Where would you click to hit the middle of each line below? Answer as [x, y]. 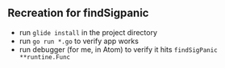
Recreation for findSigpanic [78, 13]
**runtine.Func [45, 57]
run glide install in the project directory [88, 32]
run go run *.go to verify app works [79, 41]
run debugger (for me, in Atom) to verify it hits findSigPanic [119, 49]
